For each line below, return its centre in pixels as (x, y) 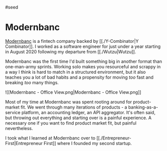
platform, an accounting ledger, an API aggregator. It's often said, (88, 112)
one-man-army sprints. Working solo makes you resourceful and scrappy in (83, 66)
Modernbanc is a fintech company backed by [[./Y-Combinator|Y (72, 41)
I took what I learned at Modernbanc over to (50, 138)
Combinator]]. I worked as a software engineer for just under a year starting (83, 46)
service (13, 112)
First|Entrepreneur (24, 143)
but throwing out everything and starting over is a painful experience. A (79, 118)
